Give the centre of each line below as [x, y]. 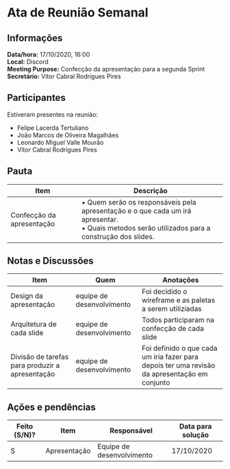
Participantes [37, 98]
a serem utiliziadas [171, 309]
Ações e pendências [51, 407]
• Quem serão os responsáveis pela [139, 202]
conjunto [156, 382]
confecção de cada [172, 329]
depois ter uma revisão [178, 365]
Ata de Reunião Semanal [78, 13]
